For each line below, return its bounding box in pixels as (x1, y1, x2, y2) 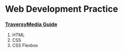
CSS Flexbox (12, 43, 38, 49)
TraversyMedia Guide (5, 21, 58, 28)
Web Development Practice (5, 3, 118, 15)
